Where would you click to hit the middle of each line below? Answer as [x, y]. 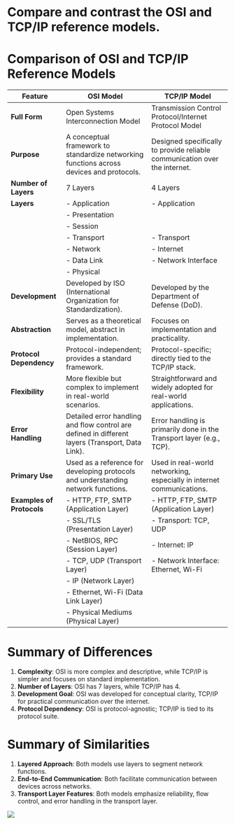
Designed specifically [187, 141]
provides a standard [99, 359]
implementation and [184, 330]
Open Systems [90, 113]
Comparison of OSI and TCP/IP [98, 59]
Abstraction [31, 330]
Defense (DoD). [177, 305]
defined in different [98, 434]
